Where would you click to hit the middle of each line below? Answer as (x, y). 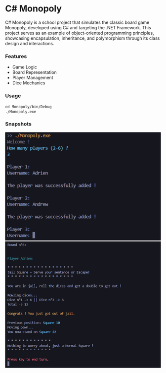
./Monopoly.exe (21, 112)
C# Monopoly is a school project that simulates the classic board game (77, 22)
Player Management (33, 78)
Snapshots (19, 124)
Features (16, 56)
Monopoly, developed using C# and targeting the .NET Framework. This (78, 27)
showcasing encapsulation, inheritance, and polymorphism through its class (83, 38)
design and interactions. (30, 43)
